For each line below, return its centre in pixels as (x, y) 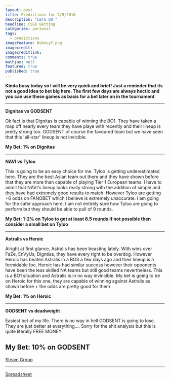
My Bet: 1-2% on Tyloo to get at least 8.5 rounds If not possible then (78, 219)
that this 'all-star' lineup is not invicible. (46, 137)
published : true (22, 72)
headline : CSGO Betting (30, 24)
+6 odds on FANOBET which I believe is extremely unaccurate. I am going (82, 198)
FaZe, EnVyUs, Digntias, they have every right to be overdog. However (79, 254)
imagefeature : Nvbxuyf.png (34, 43)
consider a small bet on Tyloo (37, 224)
